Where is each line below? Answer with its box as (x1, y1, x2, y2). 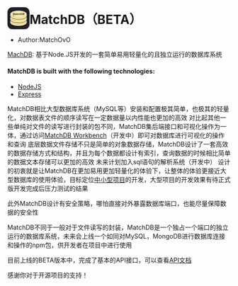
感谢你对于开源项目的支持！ (7, 271, 89, 280)
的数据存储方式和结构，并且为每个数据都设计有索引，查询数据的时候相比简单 (7, 149, 231, 157)
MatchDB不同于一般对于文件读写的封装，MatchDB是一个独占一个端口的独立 (7, 223, 229, 231)
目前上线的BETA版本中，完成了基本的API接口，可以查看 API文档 (7, 256, 192, 265)
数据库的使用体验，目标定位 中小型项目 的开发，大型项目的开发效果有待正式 (13, 176, 231, 184)
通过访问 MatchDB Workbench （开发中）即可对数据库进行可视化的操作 (19, 131, 225, 139)
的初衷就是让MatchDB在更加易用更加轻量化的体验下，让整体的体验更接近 (7, 166, 221, 175)
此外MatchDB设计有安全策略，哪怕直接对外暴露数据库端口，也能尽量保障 (7, 200, 221, 208)
